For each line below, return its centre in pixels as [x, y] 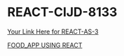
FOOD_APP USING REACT [45, 45]
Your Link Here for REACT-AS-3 [53, 31]
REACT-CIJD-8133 [62, 12]
